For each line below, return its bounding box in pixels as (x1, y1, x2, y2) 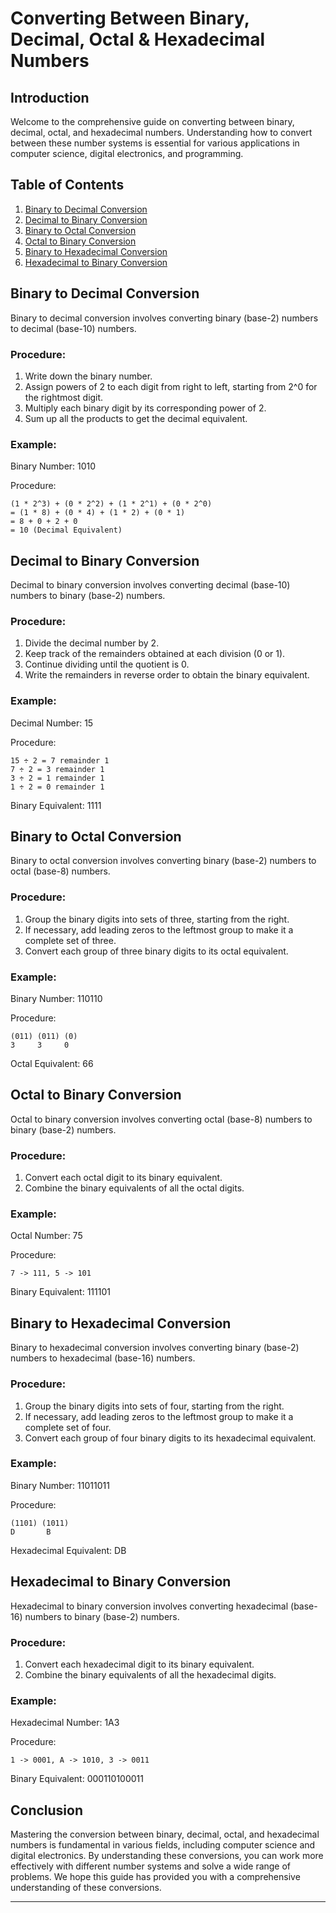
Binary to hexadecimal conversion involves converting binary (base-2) (10, 1342, 300, 1354)
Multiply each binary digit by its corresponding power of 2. (24, 402, 267, 414)
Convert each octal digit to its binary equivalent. (24, 1172, 223, 1184)
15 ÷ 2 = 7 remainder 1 (10, 755, 110, 766)
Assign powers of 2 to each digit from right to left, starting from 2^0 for (24, 380, 318, 392)
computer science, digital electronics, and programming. (10, 148, 244, 159)
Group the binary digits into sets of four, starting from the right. (24, 1400, 285, 1412)
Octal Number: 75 (10, 1230, 83, 1242)
